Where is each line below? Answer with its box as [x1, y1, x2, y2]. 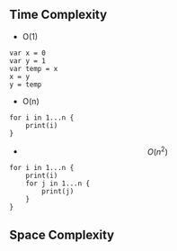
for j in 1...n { [25, 179, 91, 188]
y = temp [9, 80, 42, 89]
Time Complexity [9, 7, 108, 22]
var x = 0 [9, 49, 47, 58]
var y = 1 [9, 56, 47, 66]
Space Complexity [9, 227, 115, 242]
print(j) [41, 187, 75, 196]
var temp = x [9, 64, 58, 73]
